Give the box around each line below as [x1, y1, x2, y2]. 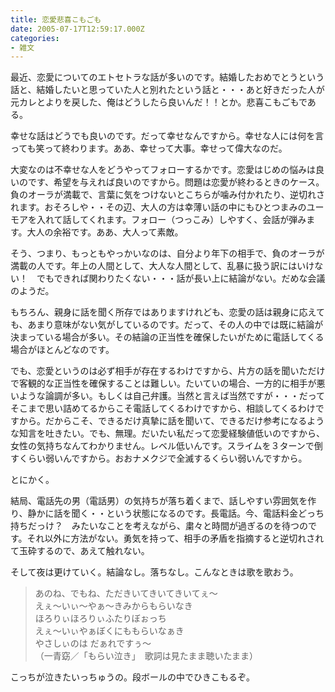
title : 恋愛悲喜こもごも [10, 14, 102, 25]
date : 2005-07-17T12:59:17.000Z [10, 24, 145, 34]
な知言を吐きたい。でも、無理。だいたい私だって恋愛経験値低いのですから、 [10, 427, 325, 440]
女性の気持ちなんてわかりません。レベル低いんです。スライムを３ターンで [10, 440, 315, 452]
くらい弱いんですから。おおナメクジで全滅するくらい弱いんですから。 [18, 452, 308, 465]
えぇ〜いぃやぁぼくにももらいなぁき [34, 625, 185, 637]
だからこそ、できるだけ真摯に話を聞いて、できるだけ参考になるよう [44, 415, 325, 427]
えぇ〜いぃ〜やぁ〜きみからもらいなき [34, 600, 193, 612]
